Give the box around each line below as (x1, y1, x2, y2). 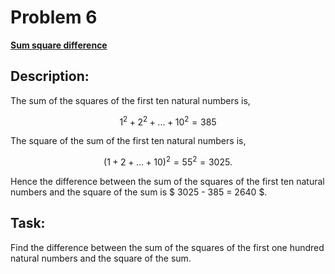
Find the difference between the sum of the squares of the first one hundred (10, 241, 325, 253)
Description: (10, 68, 90, 85)
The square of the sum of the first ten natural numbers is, (10, 135, 247, 147)
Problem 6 (10, 6, 98, 29)
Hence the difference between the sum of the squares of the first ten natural (10, 176, 325, 188)
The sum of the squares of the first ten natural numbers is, (10, 94, 251, 106)
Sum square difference (10, 39, 108, 51)
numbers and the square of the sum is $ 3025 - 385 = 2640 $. (10, 186, 268, 198)
